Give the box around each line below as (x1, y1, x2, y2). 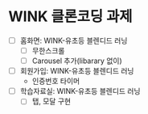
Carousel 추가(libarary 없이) (31, 56, 122, 65)
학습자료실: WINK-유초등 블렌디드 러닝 (19, 87, 141, 96)
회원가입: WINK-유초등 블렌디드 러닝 (19, 66, 134, 76)
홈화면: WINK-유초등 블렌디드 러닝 (19, 36, 128, 45)
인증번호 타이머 (31, 76, 80, 86)
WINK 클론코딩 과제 (8, 7, 133, 26)
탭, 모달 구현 (31, 96, 71, 106)
